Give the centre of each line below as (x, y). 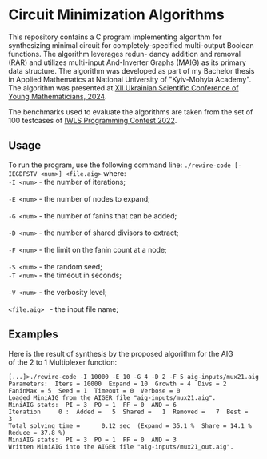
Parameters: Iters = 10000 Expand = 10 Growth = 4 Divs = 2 (118, 384)
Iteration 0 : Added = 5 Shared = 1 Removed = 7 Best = (128, 412)
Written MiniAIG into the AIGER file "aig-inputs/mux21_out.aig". (121, 447)
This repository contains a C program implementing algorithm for (115, 37)
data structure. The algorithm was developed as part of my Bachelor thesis (132, 70)
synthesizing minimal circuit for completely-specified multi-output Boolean (131, 45)
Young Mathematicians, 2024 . (58, 96)
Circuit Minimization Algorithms (117, 15)
